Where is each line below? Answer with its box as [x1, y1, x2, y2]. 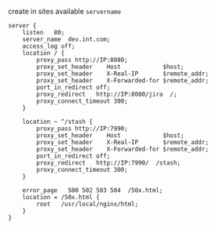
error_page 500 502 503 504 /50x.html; [22, 187, 163, 194]
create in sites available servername [8, 7, 122, 16]
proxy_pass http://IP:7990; [36, 125, 128, 133]
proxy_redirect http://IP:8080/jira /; [36, 90, 178, 98]
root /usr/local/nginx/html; [36, 200, 139, 208]
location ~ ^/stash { [22, 118, 93, 125]
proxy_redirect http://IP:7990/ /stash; [36, 159, 181, 167]
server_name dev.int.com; [22, 35, 111, 43]
